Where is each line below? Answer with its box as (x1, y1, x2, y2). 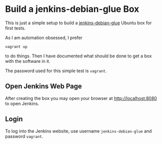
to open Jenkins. (5, 100, 40, 106)
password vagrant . (5, 133, 43, 139)
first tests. (5, 25, 26, 31)
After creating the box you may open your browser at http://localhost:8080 (5, 95, 157, 101)
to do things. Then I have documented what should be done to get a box (5, 53, 152, 59)
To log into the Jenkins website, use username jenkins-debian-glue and (5, 128, 152, 134)
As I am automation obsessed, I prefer (5, 35, 83, 41)
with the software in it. (5, 58, 50, 64)
